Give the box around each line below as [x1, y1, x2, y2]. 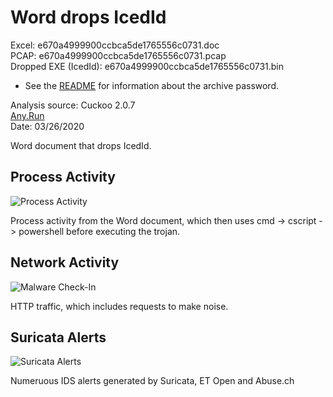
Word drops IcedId [10, 6, 167, 29]
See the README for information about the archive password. [24, 79, 280, 91]
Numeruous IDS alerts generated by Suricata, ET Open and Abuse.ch [10, 375, 295, 387]
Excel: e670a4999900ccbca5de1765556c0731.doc [10, 39, 220, 51]
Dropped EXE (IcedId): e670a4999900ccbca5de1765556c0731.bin [10, 60, 285, 72]
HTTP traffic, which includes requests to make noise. [10, 300, 229, 312]
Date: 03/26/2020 [10, 120, 85, 132]
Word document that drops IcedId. [10, 139, 152, 151]
